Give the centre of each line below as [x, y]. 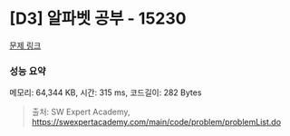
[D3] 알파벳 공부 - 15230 [98, 19]
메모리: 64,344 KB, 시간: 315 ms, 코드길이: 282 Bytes [106, 92]
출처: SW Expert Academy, [81, 112]
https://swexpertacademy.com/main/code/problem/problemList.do [156, 122]
